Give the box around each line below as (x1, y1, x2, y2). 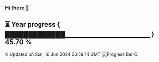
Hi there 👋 (5, 4, 30, 11)
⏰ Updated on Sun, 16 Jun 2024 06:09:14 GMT (5, 51, 101, 57)
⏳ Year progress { (5, 20, 61, 29)
